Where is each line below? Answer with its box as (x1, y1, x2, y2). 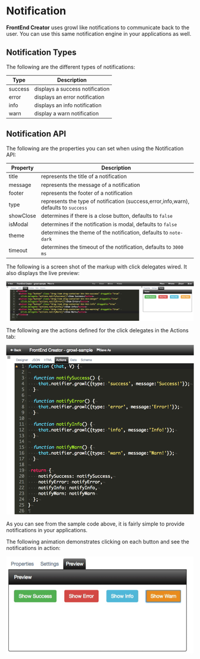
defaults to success (40, 204, 87, 211)
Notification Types (6, 48, 77, 58)
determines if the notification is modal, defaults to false (40, 220, 177, 227)
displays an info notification (34, 102, 102, 108)
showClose (8, 213, 36, 220)
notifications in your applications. (6, 527, 88, 534)
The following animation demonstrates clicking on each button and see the (6, 538, 189, 545)
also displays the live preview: (6, 269, 80, 276)
